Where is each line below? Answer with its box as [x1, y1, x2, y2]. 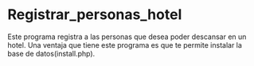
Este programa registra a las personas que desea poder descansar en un [7, 32, 247, 41]
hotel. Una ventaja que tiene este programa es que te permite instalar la [7, 40, 242, 49]
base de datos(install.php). [7, 49, 96, 58]
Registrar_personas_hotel [7, 6, 182, 24]
